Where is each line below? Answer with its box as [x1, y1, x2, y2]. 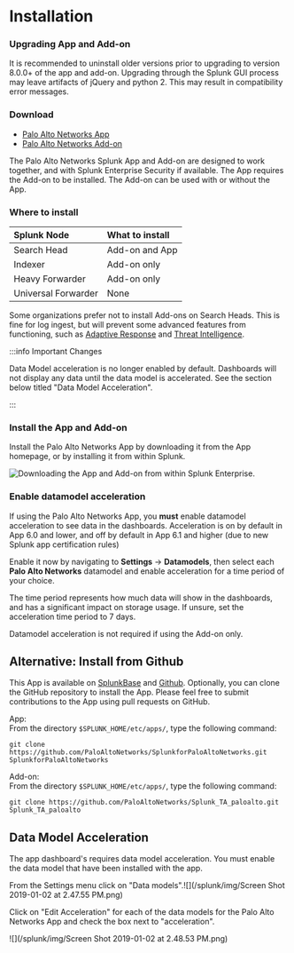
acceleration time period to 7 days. [9, 611, 136, 622]
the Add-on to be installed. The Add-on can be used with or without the [9, 174, 270, 185]
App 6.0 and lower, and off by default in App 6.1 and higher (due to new [9, 529, 269, 540]
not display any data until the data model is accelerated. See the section [9, 373, 272, 384]
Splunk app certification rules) [9, 539, 120, 550]
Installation [9, 6, 94, 27]
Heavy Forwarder [13, 273, 86, 285]
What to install [106, 229, 170, 242]
